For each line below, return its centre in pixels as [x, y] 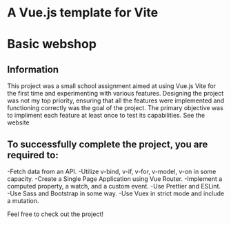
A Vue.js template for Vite [83, 13]
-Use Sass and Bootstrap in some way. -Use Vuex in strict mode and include [116, 193]
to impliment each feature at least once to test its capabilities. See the [106, 116]
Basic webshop [52, 44]
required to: [33, 155]
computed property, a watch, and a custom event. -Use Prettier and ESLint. [114, 186]
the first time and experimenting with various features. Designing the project [115, 94]
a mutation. [23, 201]
